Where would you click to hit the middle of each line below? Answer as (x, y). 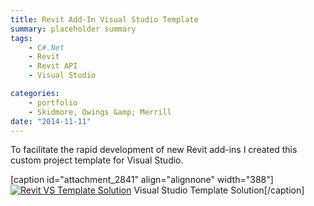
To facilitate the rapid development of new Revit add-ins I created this (154, 150)
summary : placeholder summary (73, 29)
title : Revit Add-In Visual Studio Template (104, 19)
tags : (21, 38)
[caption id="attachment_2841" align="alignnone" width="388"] (142, 180)
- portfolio (53, 102)
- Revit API (53, 66)
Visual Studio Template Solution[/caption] (219, 190)
